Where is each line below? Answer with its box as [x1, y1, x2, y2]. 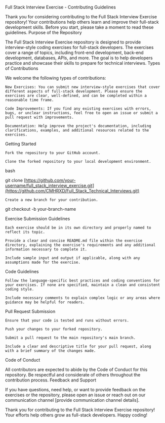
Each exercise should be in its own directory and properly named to [5, 225, 152, 230]
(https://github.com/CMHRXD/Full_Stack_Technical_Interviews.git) [5, 188, 140, 193]
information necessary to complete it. [5, 247, 87, 252]
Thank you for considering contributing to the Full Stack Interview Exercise [5, 14, 157, 19]
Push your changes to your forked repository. [5, 327, 103, 331]
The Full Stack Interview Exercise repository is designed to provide [5, 39, 141, 45]
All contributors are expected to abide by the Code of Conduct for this [5, 367, 148, 373]
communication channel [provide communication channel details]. [5, 397, 140, 403]
